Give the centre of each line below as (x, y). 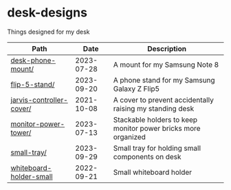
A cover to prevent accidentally (164, 100)
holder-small (32, 176)
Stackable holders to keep (155, 120)
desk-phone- (33, 60)
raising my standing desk (154, 108)
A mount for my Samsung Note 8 (166, 65)
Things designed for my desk (48, 32)
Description (167, 48)
